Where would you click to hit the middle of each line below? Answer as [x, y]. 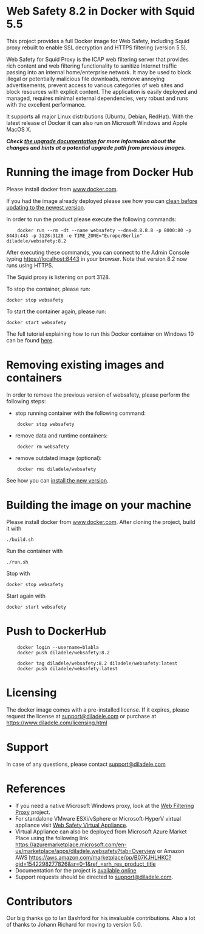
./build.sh [20, 540]
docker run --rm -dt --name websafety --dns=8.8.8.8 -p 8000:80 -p [104, 230]
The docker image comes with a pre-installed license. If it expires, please [98, 709]
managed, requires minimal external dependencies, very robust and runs [97, 98]
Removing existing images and [85, 365]
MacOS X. [19, 129]
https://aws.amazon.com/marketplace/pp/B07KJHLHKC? [100, 857]
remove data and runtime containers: [61, 435]
